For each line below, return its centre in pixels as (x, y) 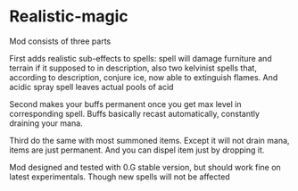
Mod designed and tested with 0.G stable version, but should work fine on (145, 167)
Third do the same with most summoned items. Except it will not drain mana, (149, 140)
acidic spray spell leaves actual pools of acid (91, 87)
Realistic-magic (69, 17)
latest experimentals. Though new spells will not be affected (120, 177)
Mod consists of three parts (60, 41)
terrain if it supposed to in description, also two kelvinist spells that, (133, 68)
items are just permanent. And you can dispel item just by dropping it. (137, 150)
